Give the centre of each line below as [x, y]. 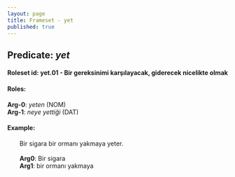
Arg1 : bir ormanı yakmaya [57, 166]
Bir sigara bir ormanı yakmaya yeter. [72, 143]
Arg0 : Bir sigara [43, 158]
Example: [21, 128]
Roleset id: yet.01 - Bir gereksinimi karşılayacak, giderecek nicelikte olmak [117, 73]
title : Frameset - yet [40, 20]
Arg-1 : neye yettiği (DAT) [43, 112]
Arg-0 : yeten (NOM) [37, 104]
